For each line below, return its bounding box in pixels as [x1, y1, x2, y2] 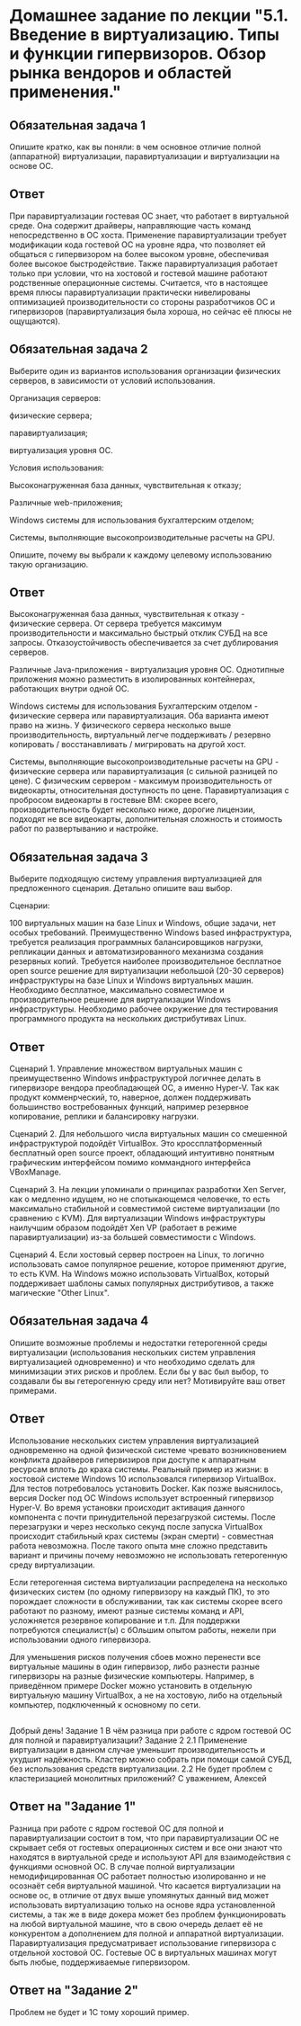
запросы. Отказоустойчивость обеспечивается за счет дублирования [9, 638, 279, 648]
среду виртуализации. [9, 1559, 96, 1570]
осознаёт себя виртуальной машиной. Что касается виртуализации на [9, 1880, 281, 1891]
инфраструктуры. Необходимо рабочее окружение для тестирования [9, 1004, 279, 1014]
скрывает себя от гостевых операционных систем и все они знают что [9, 1842, 283, 1852]
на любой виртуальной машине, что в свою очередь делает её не [9, 1918, 263, 1929]
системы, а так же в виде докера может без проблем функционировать [9, 1908, 287, 1920]
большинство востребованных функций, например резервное [9, 1102, 249, 1112]
